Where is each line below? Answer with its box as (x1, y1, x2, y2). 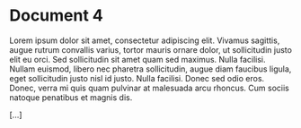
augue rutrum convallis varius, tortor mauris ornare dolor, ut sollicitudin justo (9, 44, 292, 55)
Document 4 (9, 5, 103, 26)
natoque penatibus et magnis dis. (9, 91, 133, 103)
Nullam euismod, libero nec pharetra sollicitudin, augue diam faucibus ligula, (9, 64, 292, 74)
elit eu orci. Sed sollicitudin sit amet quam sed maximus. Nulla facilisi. (9, 54, 267, 64)
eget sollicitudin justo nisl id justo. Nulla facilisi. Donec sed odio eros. (9, 73, 265, 83)
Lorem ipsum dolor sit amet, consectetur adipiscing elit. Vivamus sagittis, (9, 35, 280, 46)
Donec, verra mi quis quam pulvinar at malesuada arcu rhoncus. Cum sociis (9, 82, 289, 93)
